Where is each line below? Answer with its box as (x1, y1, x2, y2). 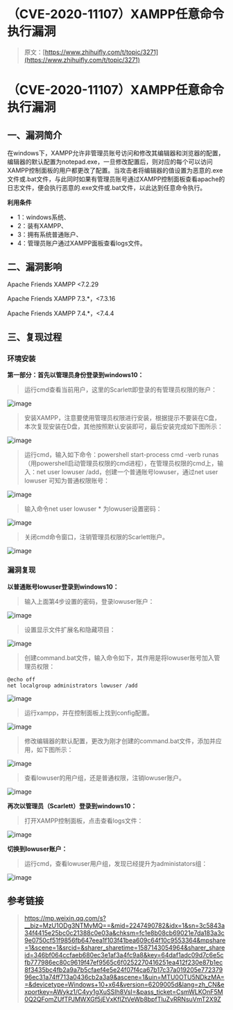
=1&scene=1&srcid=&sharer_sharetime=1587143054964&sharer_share (24, 943, 225, 952)
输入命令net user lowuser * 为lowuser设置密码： (24, 505, 162, 513)
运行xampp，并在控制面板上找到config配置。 (24, 708, 154, 717)
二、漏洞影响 (7, 261, 62, 273)
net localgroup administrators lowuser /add (7, 682, 138, 689)
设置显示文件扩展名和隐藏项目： (24, 625, 116, 634)
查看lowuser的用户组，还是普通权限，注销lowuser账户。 (24, 774, 185, 782)
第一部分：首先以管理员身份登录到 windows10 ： (7, 371, 144, 379)
